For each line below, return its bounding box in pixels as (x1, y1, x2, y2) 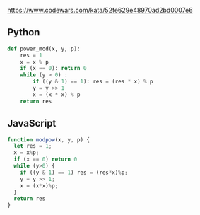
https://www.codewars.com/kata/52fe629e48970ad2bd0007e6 (7, 6, 193, 14)
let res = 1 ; (13, 143, 52, 150)
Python (7, 26, 40, 38)
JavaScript (7, 117, 57, 129)
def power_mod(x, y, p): (7, 45, 81, 52)
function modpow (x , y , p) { (7, 136, 90, 144)
